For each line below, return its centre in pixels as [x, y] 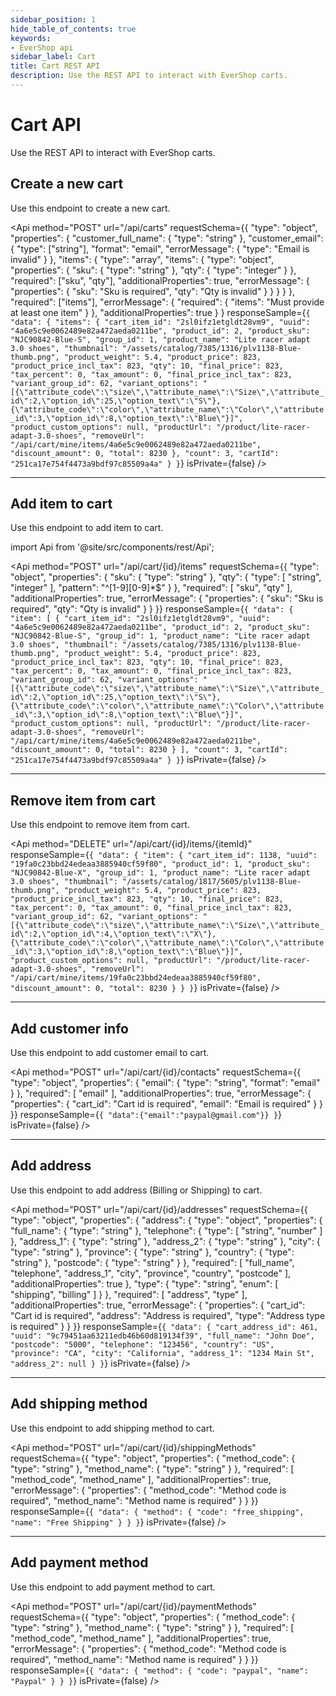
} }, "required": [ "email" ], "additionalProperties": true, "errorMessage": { [161, 1093]
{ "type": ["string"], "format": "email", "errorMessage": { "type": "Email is [160, 248]
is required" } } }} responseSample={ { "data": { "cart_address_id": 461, [164, 1326]
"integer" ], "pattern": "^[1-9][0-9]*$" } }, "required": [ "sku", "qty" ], [151, 588]
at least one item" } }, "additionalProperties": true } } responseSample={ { [160, 312]
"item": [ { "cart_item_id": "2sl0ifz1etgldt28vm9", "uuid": [140, 619]
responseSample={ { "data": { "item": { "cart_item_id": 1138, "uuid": [164, 855]
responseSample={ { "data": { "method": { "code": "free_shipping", [157, 1511]
